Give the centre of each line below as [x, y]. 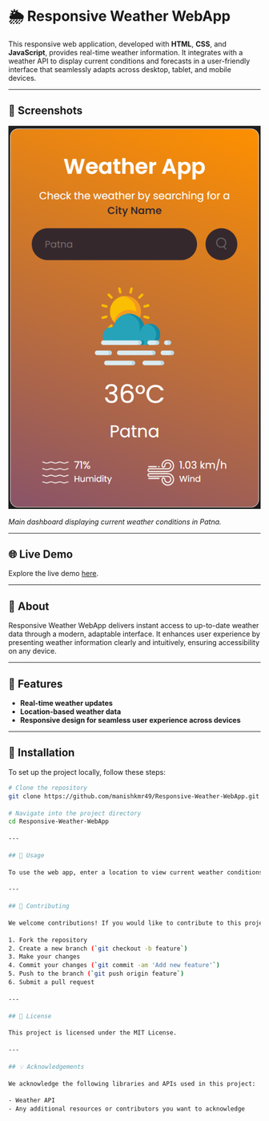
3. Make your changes [44, 957]
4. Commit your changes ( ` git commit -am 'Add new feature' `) [114, 966]
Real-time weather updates [66, 704]
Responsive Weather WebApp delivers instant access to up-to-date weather [134, 626]
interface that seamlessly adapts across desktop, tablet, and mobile [120, 69]
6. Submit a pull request [51, 982]
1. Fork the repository [48, 940]
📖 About [29, 606]
